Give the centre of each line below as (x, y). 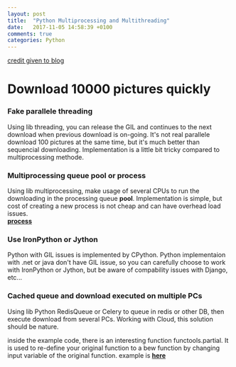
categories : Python (36, 40)
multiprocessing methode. (45, 157)
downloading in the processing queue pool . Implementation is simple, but (115, 198)
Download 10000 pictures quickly (109, 89)
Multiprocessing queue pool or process (77, 175)
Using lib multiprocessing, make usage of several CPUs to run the (103, 191)
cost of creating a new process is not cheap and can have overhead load (114, 206)
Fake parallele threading (50, 111)
